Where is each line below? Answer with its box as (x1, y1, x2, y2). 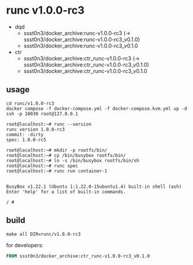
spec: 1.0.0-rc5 (6, 137, 46, 143)
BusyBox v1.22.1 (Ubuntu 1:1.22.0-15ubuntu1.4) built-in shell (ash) (6, 184, 182, 190)
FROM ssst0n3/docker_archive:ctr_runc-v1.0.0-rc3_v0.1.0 (6, 253, 150, 259)
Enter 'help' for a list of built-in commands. (6, 188, 126, 195)
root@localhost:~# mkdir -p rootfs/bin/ (6, 147, 108, 153)
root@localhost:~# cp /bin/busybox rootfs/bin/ (6, 152, 126, 158)
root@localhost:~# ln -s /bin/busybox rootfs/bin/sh (6, 157, 140, 163)
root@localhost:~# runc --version (6, 121, 92, 127)
